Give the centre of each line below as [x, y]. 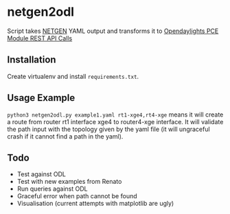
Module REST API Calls [40, 38]
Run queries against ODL [52, 189]
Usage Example [41, 98]
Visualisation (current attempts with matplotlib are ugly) [95, 204]
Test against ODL [42, 174]
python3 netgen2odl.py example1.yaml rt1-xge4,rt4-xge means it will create [115, 115]
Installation [32, 60]
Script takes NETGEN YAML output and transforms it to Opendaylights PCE [113, 31]
